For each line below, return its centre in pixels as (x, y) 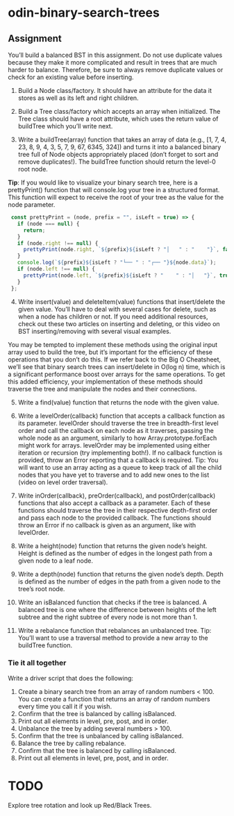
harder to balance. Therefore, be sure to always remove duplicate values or (116, 70)
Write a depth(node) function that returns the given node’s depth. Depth (121, 574)
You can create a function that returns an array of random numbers (114, 699)
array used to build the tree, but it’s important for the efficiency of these (110, 352)
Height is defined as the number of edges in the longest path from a (115, 553)
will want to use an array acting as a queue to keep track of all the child (120, 467)
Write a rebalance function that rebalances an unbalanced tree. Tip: (115, 630)
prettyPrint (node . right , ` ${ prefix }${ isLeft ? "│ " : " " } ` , (121, 250)
